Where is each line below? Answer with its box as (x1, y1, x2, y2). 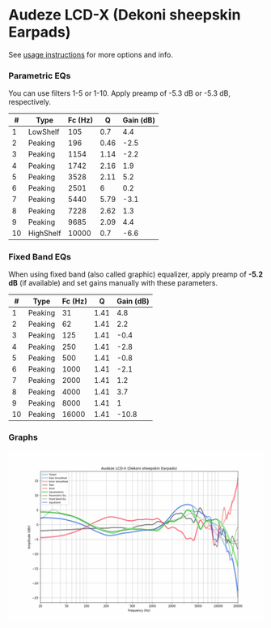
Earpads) (8, 23, 71, 41)
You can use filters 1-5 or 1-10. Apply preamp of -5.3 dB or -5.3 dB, (8, 88, 231, 98)
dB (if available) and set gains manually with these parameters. (8, 278, 218, 288)
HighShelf (28, 229, 61, 239)
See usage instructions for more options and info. (8, 49, 174, 59)
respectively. (8, 97, 51, 107)
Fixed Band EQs (8, 251, 71, 262)
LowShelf (28, 127, 60, 136)
